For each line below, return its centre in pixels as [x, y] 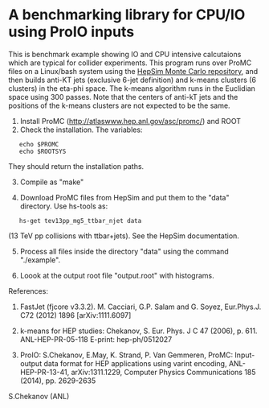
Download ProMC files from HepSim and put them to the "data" [124, 197]
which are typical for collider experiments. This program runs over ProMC [130, 63]
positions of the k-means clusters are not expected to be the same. [119, 105]
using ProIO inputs [71, 32]
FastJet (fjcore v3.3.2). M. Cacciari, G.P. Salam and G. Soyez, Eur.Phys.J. [141, 307]
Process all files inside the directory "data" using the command [124, 251]
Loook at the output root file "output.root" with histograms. [117, 275]
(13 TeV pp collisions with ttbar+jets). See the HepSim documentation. [124, 236]
